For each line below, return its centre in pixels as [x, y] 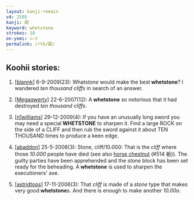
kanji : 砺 [18, 22]
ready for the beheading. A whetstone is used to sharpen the [88, 167]
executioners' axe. [37, 173]
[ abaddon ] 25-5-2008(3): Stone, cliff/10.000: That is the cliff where [96, 147]
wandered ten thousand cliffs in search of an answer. [79, 88]
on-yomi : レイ [22, 39]
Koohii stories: [33, 68]
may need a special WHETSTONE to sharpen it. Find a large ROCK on [98, 123]
